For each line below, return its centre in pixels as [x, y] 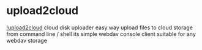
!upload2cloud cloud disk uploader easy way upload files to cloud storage [99, 27]
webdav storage [27, 40]
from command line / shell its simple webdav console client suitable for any [101, 34]
